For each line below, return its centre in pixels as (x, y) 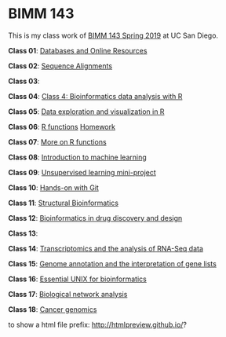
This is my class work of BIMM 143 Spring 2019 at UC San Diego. (113, 35)
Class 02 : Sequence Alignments (60, 66)
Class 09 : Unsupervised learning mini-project (82, 172)
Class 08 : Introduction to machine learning (77, 157)
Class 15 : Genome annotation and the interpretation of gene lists (113, 263)
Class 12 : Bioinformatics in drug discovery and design (95, 218)
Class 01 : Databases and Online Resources (78, 50)
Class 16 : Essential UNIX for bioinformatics (77, 279)
